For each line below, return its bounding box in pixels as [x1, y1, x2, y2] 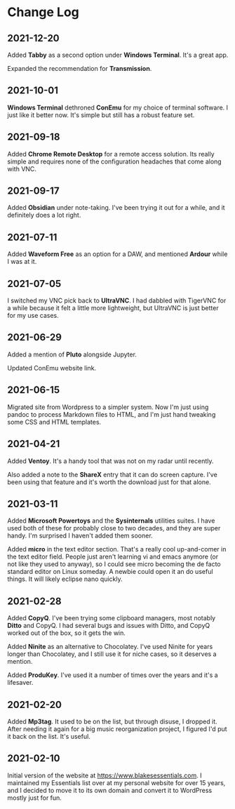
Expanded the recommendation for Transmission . [7, 65, 152, 72]
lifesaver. [7, 678, 34, 687]
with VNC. [7, 164, 37, 173]
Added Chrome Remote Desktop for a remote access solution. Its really [7, 149, 215, 158]
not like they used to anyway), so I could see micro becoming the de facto [7, 560, 221, 568]
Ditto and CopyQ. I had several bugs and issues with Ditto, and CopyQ [7, 622, 210, 630]
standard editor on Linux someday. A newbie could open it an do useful [7, 568, 213, 576]
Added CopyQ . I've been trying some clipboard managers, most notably [7, 614, 216, 622]
